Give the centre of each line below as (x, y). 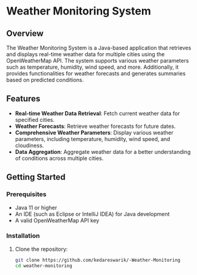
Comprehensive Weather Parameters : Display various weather (94, 132)
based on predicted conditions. (45, 80)
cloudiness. (29, 145)
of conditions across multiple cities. (59, 158)
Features (23, 99)
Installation (23, 236)
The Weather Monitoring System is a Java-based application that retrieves (99, 48)
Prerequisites (26, 194)
